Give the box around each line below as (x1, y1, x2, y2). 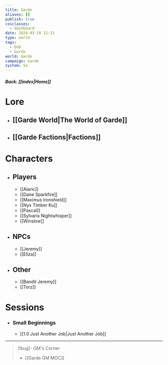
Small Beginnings (12, 319, 56, 326)
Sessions (5, 301, 44, 313)
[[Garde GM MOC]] (24, 354, 64, 360)
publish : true (5, 16, 35, 21)
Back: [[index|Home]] (5, 78, 51, 84)
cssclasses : (5, 21, 30, 26)
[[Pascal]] (19, 207, 40, 213)
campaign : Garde (5, 58, 39, 63)
